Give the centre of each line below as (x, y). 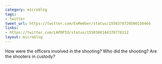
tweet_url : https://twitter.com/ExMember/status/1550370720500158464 (78, 23)
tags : (11, 14)
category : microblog (26, 10)
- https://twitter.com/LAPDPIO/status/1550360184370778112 (67, 32)
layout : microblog (24, 37)
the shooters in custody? (30, 56)
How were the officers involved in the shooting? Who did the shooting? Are (81, 51)
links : (12, 28)
